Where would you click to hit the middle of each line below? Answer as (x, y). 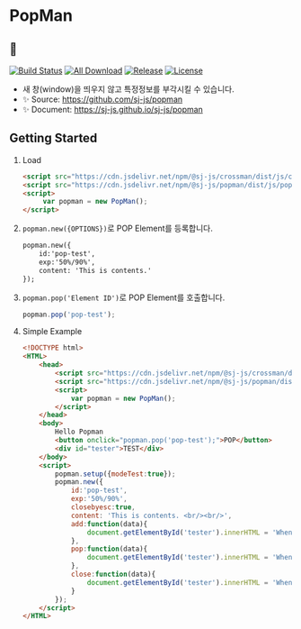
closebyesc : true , (103, 507)
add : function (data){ (109, 524)
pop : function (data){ (109, 549)
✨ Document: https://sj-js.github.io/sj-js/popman (113, 109)
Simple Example (52, 332)
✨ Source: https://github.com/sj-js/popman (102, 99)
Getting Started (53, 138)
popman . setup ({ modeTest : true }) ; (115, 474)
